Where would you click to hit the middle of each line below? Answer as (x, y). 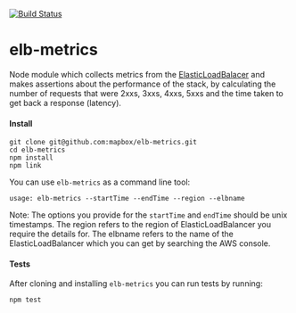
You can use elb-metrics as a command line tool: (100, 182)
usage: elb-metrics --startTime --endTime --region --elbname (127, 199)
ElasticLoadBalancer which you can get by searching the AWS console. (140, 243)
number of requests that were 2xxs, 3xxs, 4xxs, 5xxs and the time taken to (146, 93)
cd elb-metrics (37, 150)
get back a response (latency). (66, 103)
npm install (31, 158)
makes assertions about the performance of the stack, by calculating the (143, 84)
